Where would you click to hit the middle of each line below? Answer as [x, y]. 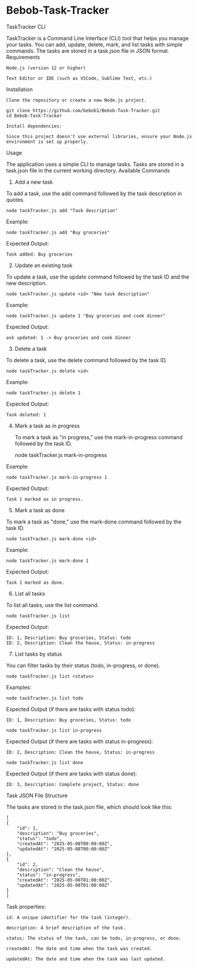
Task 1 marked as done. [36, 582]
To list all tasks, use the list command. [52, 605]
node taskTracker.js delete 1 [44, 393]
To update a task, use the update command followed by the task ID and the [98, 277]
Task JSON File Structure [37, 796]
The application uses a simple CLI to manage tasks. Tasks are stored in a [95, 164]
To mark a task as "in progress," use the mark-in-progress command [98, 437]
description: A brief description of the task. [66, 928]
